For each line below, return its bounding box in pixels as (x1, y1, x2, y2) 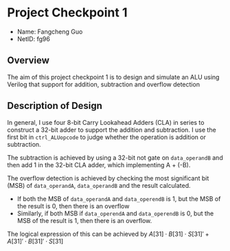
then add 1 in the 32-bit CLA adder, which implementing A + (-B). (7, 160, 191, 169)
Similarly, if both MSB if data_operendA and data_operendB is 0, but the (16, 209, 214, 217)
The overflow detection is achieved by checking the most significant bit (7, 174, 209, 182)
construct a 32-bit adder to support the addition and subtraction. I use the (7, 125, 216, 134)
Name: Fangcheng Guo (16, 27, 83, 36)
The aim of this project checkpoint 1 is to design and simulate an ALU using (7, 73, 220, 81)
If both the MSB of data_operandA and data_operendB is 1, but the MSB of (16, 194, 221, 203)
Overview (7, 55, 50, 67)
